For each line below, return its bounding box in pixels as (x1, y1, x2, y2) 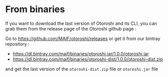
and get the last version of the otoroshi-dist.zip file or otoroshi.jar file (5, 66, 158, 72)
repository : (5, 41, 30, 47)
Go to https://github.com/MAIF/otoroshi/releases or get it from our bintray (5, 35, 161, 42)
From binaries (5, 4, 65, 15)
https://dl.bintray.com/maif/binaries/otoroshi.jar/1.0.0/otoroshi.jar (12, 51, 149, 57)
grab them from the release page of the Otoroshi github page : (5, 25, 137, 31)
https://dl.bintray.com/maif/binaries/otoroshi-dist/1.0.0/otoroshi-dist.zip (12, 56, 163, 62)
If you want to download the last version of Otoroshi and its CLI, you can (5, 20, 157, 26)
